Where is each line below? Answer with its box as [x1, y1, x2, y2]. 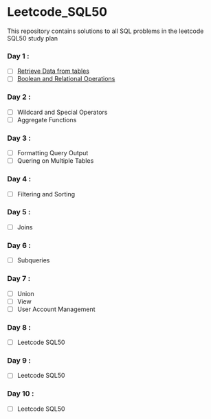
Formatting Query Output [16, 149, 89, 157]
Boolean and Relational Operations [16, 75, 115, 83]
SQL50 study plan [7, 34, 58, 42]
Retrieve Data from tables [16, 67, 89, 76]
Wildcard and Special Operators [16, 108, 108, 116]
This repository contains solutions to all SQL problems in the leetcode [7, 27, 204, 35]
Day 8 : [7, 322, 31, 332]
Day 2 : [7, 92, 31, 102]
